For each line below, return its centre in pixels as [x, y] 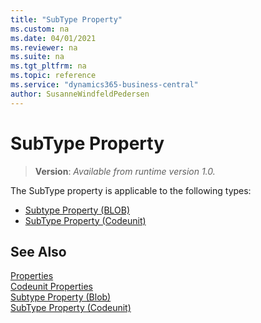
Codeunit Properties [51, 287]
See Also [38, 251]
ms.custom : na [40, 29]
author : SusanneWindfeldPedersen [80, 94]
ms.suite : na [37, 57]
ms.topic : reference [53, 76]
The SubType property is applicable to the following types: [131, 190]
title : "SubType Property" [66, 19]
